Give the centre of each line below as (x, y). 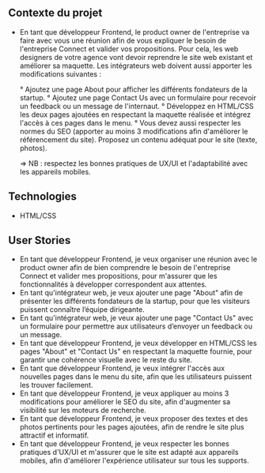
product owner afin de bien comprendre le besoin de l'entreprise (125, 268)
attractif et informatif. (54, 435)
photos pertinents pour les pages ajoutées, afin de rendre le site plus (132, 427)
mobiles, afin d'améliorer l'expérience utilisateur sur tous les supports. (134, 460)
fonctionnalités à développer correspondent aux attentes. (113, 284)
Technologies (43, 197)
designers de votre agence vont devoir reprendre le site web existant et (136, 57)
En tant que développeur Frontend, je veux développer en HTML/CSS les (138, 343)
